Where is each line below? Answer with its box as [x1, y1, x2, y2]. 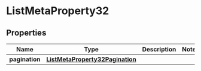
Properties [6, 28, 47, 38]
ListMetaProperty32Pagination [46, 55, 136, 63]
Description [142, 46, 176, 53]
